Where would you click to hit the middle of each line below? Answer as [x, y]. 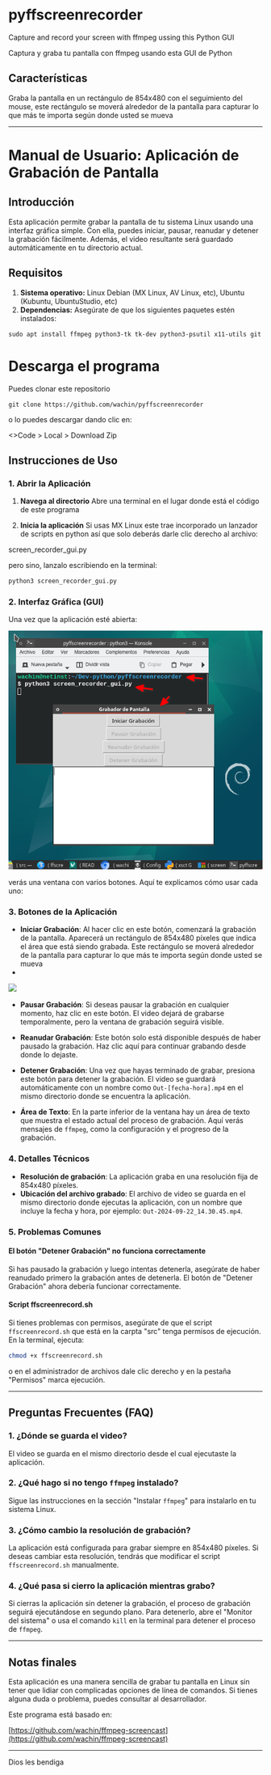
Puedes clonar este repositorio [59, 388]
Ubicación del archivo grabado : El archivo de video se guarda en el [133, 1193]
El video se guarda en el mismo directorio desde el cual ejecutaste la [122, 1453]
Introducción [42, 203]
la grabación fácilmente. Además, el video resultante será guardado [121, 239]
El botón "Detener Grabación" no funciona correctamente [107, 1251]
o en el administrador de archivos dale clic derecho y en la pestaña [120, 1371]
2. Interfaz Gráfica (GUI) [56, 602]
